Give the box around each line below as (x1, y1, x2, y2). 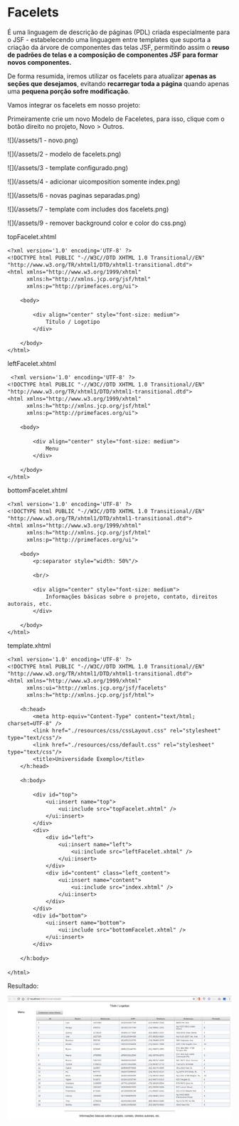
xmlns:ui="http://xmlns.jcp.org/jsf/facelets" (26, 684, 167, 691)
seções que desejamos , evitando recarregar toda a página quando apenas (7, 79, 230, 88)
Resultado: (7, 982, 39, 990)
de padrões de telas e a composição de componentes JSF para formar (7, 51, 218, 59)
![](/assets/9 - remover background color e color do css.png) (7, 219, 186, 227)
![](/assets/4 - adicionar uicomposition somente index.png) (7, 177, 181, 186)
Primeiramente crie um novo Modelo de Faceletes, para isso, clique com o (7, 115, 225, 123)
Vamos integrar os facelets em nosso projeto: (7, 100, 141, 109)
